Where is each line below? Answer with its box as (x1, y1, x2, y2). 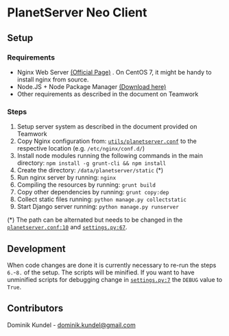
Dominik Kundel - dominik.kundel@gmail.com (7, 320, 136, 329)
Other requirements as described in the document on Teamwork (16, 90, 199, 98)
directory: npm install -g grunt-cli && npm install (16, 159, 167, 167)
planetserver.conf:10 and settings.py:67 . (7, 223, 128, 231)
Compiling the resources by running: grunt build (16, 181, 156, 189)
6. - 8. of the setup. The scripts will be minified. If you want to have (7, 268, 195, 276)
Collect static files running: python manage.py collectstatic (16, 195, 187, 203)
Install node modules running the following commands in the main (16, 152, 204, 160)
